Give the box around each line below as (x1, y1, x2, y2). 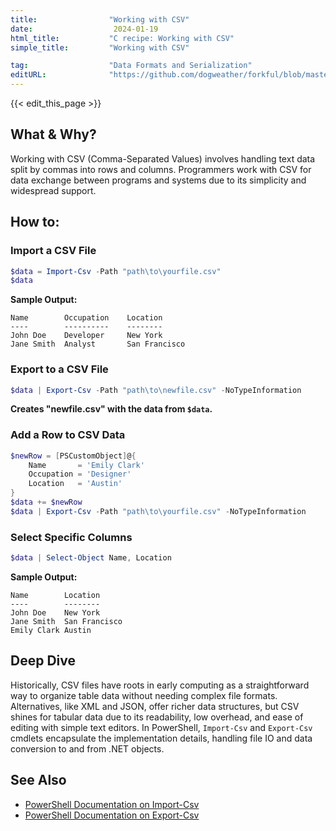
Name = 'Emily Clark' (28, 460, 145, 470)
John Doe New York (10, 608, 101, 618)
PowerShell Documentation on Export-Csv (24, 809, 200, 821)
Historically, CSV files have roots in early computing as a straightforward (10, 679, 310, 691)
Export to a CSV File (10, 362, 109, 376)
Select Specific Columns (10, 530, 133, 544)
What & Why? (10, 126, 97, 143)
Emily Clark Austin (10, 626, 92, 636)
